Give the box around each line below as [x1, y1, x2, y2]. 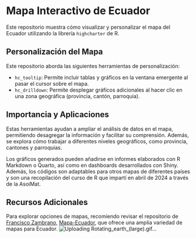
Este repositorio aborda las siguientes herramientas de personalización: [6, 62, 180, 69]
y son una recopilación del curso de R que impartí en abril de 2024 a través [6, 174, 189, 181]
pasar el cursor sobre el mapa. [14, 80, 89, 87]
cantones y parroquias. [6, 144, 62, 151]
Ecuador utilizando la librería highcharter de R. [6, 29, 119, 36]
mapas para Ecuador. [6, 225, 58, 233]
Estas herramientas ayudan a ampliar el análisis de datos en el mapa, [6, 125, 174, 132]
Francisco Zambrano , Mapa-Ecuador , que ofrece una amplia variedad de [6, 219, 182, 226]
